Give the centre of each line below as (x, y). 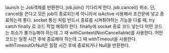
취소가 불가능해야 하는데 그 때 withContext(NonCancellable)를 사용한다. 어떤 (87, 33)
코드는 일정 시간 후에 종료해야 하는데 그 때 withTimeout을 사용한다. (71, 39)
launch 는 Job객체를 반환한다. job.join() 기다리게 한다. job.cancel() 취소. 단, (80, 7)
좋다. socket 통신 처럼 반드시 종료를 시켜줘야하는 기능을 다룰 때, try (89, 20)
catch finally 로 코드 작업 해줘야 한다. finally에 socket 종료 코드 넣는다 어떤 (79, 26)
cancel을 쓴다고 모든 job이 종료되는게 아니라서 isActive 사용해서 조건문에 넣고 (82, 14)
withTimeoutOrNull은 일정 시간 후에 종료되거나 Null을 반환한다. (68, 45)
